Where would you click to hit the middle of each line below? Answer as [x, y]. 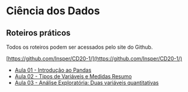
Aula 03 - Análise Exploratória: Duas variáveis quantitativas [87, 83]
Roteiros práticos [38, 33]
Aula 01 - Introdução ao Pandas [53, 70]
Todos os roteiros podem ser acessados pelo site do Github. [80, 47]
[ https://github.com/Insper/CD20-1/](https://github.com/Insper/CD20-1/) [94, 58]
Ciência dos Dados [53, 11]
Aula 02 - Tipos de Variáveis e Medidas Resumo [73, 76]
